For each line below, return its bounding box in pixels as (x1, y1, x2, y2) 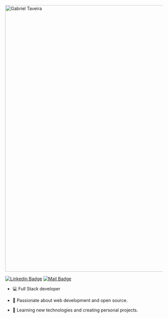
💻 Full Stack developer (12, 286, 61, 291)
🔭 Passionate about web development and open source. (12, 297, 128, 303)
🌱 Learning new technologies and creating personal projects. (12, 307, 138, 313)
